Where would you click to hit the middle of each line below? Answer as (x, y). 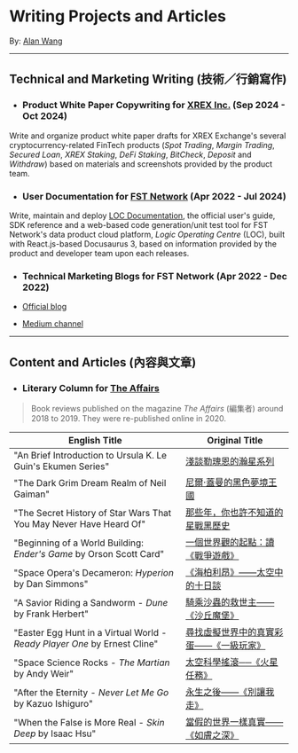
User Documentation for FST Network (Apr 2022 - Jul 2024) (154, 196)
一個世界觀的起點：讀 (230, 542)
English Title (95, 440)
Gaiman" (32, 494)
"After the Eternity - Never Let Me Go (91, 692)
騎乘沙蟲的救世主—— (230, 602)
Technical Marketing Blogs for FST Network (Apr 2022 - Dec (155, 276)
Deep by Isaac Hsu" (55, 733)
